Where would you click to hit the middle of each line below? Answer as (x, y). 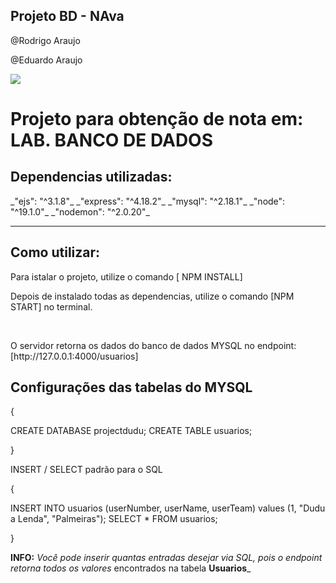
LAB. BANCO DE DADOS (112, 140)
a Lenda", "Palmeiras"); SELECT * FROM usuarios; (114, 519)
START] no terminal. (51, 306)
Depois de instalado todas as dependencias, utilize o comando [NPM (152, 296)
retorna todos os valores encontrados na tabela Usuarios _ (131, 568)
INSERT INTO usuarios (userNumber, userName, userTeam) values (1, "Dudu (168, 508)
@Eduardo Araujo (46, 60)
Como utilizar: (55, 252)
